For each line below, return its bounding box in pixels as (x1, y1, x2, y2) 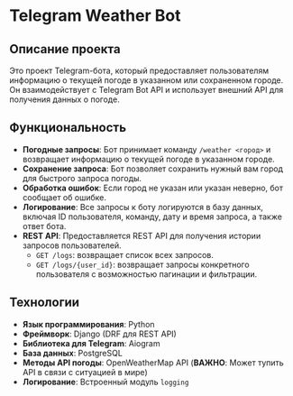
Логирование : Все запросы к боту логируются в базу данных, (22, 201, 264, 212)
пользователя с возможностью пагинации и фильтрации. (35, 268, 258, 280)
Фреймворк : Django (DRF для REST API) (22, 328, 178, 339)
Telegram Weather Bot (9, 5, 181, 26)
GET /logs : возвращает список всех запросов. (35, 249, 214, 260)
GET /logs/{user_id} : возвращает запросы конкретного (35, 259, 250, 270)
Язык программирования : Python (22, 318, 155, 329)
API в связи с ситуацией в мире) (22, 366, 149, 377)
